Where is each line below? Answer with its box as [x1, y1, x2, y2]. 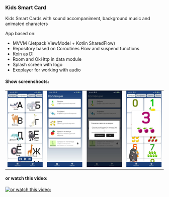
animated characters [5, 21, 48, 27]
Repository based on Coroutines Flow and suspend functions [12, 46, 140, 52]
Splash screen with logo [12, 62, 63, 68]
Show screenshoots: [5, 78, 49, 84]
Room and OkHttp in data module [12, 56, 82, 62]
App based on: [5, 31, 36, 37]
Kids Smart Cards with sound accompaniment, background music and [5, 16, 150, 22]
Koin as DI [12, 51, 34, 57]
